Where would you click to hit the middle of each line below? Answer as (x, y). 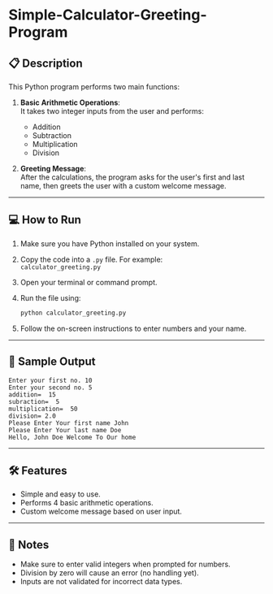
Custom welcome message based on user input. (101, 512)
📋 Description (45, 63)
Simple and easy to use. (61, 494)
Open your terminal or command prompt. (89, 282)
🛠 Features (38, 470)
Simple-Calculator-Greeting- (108, 15)
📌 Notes (29, 545)
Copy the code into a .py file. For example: (91, 259)
